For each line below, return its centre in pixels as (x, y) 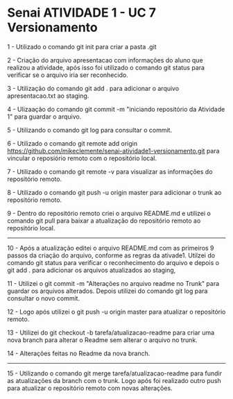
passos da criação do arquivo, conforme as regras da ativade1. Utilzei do (111, 255)
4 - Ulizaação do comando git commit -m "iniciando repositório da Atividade (116, 109)
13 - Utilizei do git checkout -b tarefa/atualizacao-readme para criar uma (111, 332)
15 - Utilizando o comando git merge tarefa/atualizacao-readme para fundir (115, 373)
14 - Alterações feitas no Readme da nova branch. (79, 353)
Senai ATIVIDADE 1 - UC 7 (82, 13)
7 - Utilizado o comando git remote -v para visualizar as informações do (110, 171)
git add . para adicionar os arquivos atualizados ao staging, (92, 270)
